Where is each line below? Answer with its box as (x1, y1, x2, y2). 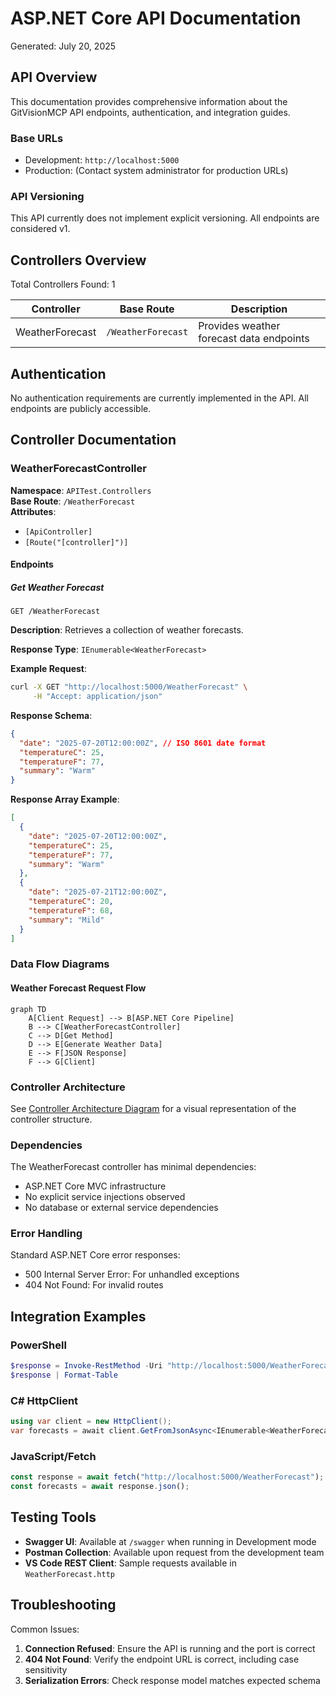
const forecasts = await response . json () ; (10, 1482, 190, 1492)
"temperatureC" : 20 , (28, 897, 114, 907)
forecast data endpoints (198, 332, 310, 346)
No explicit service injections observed (24, 1191, 186, 1203)
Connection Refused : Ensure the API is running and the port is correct (24, 1642, 316, 1654)
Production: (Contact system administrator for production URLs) (24, 165, 289, 177)
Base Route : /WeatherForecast (10, 495, 136, 507)
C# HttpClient (10, 1393, 79, 1407)
